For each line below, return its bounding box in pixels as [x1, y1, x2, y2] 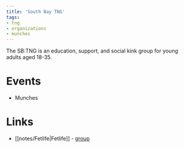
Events [6, 75, 42, 88]
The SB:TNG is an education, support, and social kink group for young [6, 47, 179, 54]
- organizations [6, 25, 46, 32]
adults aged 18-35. [6, 54, 52, 61]
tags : [6, 14, 20, 20]
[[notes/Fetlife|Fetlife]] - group [14, 135, 90, 142]
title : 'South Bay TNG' [6, 8, 66, 15]
